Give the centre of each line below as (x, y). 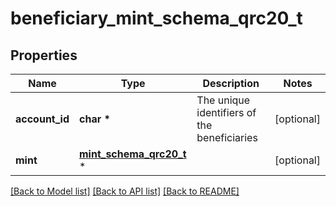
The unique (223, 100)
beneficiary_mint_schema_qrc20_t (156, 18)
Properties (44, 55)
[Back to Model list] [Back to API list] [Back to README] (125, 191)
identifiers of (226, 112)
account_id (42, 119)
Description (231, 83)
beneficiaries (227, 137)
